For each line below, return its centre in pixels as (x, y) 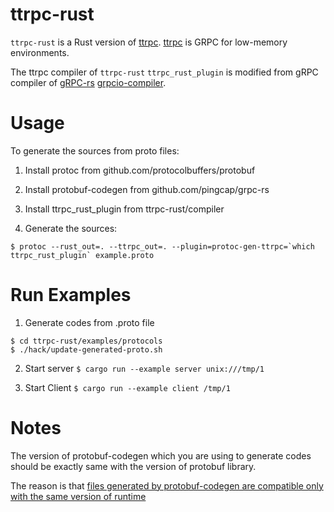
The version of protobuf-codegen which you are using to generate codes (161, 455)
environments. (40, 52)
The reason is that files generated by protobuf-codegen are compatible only (167, 485)
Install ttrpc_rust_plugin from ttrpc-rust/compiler (124, 209)
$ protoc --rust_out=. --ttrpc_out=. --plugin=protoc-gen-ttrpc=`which (162, 246)
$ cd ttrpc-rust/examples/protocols (86, 341)
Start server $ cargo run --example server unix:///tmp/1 (144, 368)
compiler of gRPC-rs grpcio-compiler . (88, 82)
